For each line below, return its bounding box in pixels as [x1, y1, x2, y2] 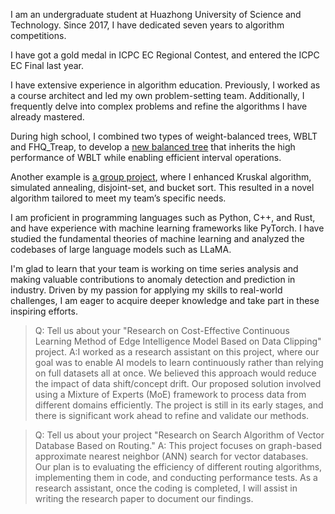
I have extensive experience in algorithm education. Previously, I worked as [10, 79, 321, 91]
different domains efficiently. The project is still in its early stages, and [34, 399, 324, 411]
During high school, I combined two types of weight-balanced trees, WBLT [10, 130, 318, 142]
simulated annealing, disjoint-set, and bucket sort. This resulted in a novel [10, 182, 315, 193]
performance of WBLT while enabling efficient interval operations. [10, 152, 282, 163]
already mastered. [10, 111, 85, 123]
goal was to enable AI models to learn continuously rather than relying [34, 357, 324, 368]
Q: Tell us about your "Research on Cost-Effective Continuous [34, 325, 290, 336]
